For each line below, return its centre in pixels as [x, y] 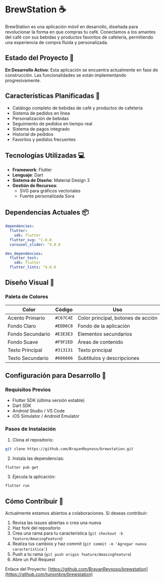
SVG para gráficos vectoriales [50, 191]
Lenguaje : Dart [28, 175]
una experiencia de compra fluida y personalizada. [57, 42]
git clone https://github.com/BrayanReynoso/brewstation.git [69, 449]
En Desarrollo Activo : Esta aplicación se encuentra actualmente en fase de [82, 70]
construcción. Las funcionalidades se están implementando [66, 75]
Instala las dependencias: [38, 458]
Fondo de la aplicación [103, 326]
